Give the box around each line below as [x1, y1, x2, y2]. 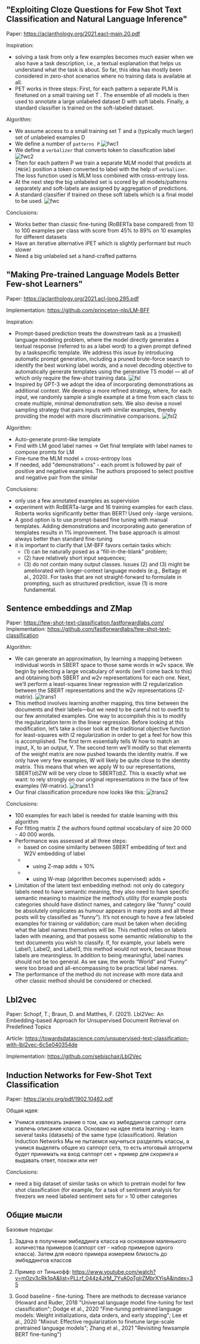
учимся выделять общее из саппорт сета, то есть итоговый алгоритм [14, 1144, 193, 1151]
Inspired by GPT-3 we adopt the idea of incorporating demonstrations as [14, 380, 194, 388]
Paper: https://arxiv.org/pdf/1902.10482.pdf [6, 1096, 113, 1103]
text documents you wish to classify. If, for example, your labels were [14, 939, 185, 946]
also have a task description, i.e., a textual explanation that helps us [14, 59, 181, 66]
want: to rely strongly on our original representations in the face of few [14, 776, 189, 783]
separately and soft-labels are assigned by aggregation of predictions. [14, 184, 188, 192]
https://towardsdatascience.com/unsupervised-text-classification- [24, 1035, 189, 1042]
